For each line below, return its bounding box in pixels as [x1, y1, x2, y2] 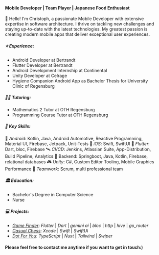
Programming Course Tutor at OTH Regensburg [12, 112, 109, 118]
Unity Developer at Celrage [12, 73, 68, 79]
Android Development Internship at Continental [12, 68, 107, 74]
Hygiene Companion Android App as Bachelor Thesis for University [12, 78, 148, 84]
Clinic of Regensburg [12, 83, 55, 89]
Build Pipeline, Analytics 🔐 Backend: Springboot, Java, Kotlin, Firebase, [5, 153, 148, 159]
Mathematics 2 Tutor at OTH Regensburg [12, 107, 95, 113]
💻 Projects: [5, 208, 29, 214]
